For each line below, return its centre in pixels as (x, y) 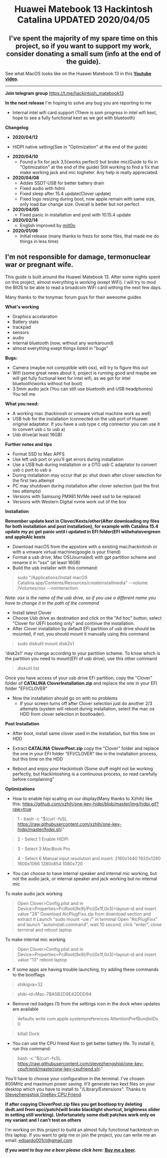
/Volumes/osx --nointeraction (47, 588)
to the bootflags (29, 974)
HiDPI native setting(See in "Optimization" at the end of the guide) (80, 147)
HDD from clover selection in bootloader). (62, 714)
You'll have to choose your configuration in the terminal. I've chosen (75, 1078)
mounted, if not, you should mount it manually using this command (81, 634)
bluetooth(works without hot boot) (47, 383)
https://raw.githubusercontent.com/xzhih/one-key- (69, 824)
